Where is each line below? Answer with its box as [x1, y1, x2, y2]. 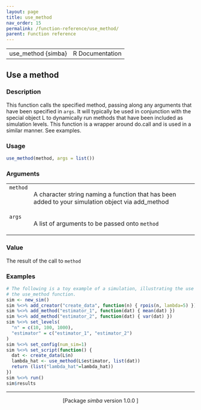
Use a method [6, 70, 59, 80]
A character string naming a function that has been [33, 190, 176, 198]
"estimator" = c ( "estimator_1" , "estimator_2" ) [11, 330, 133, 336]
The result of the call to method [6, 257, 81, 264]
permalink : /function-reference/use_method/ [6, 25, 119, 32]
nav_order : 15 [6, 20, 42, 26]
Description [6, 88, 41, 96]
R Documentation [72, 49, 122, 58]
